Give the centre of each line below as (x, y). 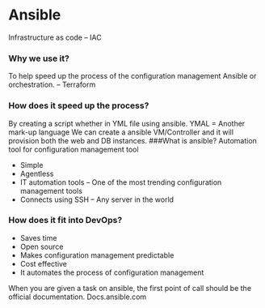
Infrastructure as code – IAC (55, 37)
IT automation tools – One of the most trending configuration (121, 182)
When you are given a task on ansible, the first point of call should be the (130, 288)
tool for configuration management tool (74, 149)
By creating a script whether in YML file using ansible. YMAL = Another (127, 123)
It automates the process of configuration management (112, 272)
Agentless (37, 173)
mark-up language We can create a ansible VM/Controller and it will (121, 132)
